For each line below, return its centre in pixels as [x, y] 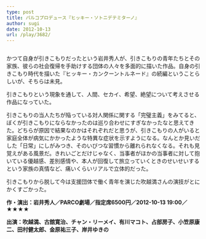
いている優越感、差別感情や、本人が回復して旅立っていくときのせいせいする [103, 161]
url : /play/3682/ [29, 35]
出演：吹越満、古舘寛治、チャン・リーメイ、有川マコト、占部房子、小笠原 [101, 222]
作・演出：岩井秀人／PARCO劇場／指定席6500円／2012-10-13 [86, 202]
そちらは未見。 [46, 82]
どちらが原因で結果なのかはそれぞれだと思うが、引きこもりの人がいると [109, 131]
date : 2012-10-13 [29, 29]
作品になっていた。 [31, 102]
